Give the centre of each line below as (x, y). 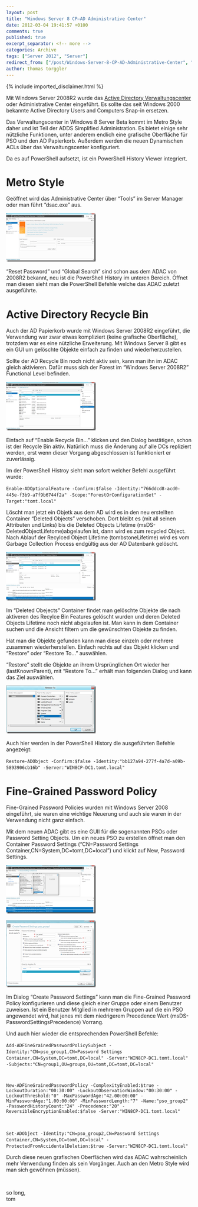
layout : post (22, 12)
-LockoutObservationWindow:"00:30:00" (125, 1091)
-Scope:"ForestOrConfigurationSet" (113, 495)
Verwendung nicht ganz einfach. (46, 820)
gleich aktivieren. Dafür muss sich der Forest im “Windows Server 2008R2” (98, 368)
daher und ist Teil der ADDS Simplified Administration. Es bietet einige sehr (97, 128)
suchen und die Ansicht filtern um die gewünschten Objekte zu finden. (92, 629)
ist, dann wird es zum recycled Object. (139, 531)
